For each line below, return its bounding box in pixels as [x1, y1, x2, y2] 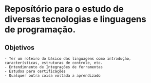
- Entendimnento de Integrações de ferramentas [4, 65, 103, 69]
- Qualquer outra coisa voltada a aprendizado [4, 73, 101, 78]
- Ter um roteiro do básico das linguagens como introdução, [4, 56, 132, 61]
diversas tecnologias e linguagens [4, 14, 147, 25]
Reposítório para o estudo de [4, 3, 124, 15]
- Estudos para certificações [4, 69, 66, 74]
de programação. [4, 24, 76, 35]
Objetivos [4, 43, 35, 51]
